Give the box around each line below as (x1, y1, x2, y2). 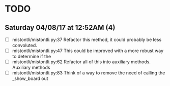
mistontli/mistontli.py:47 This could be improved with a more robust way (12, 48, 164, 54)
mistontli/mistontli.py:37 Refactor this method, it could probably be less (12, 36, 162, 42)
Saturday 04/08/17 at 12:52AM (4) (5, 23, 116, 32)
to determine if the (12, 54, 51, 60)
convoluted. (12, 42, 38, 49)
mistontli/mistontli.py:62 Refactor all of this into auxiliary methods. (12, 59, 151, 65)
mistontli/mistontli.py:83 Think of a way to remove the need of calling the (12, 70, 165, 76)
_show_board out (12, 75, 49, 81)
